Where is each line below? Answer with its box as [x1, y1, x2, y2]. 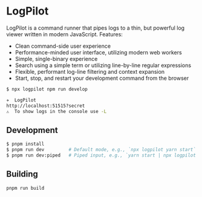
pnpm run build [6, 185, 45, 191]
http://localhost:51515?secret [6, 103, 85, 109]
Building [6, 169, 38, 179]
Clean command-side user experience [15, 42, 111, 50]
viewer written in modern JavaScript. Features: [6, 30, 123, 37]
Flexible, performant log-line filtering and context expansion [15, 68, 165, 75]
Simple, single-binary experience [15, 55, 98, 62]
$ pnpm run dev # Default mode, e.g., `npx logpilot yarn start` [6, 147, 197, 153]
